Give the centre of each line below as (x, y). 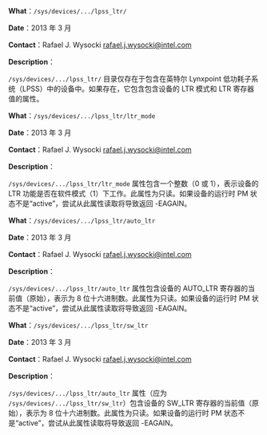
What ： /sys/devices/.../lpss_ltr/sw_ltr (78, 325)
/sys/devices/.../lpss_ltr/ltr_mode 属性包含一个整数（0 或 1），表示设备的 (133, 184)
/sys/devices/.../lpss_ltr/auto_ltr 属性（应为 (88, 393)
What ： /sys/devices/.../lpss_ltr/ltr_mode (82, 116)
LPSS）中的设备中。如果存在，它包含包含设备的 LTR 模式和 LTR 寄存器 (138, 89)
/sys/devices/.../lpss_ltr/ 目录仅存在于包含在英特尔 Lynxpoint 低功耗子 (130, 79)
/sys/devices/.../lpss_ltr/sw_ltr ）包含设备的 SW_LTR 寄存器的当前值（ (130, 403)
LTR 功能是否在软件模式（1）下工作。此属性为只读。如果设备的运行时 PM (128, 194)
